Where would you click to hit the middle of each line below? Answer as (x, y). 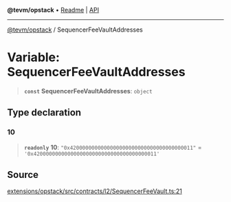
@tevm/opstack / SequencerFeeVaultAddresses (75, 30)
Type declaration (44, 113)
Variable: (34, 57)
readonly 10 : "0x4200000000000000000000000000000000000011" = (113, 147)
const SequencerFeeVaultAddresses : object (88, 91)
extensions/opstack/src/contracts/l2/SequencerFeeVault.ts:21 (95, 191)
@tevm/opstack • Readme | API (53, 10)
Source (23, 175)
